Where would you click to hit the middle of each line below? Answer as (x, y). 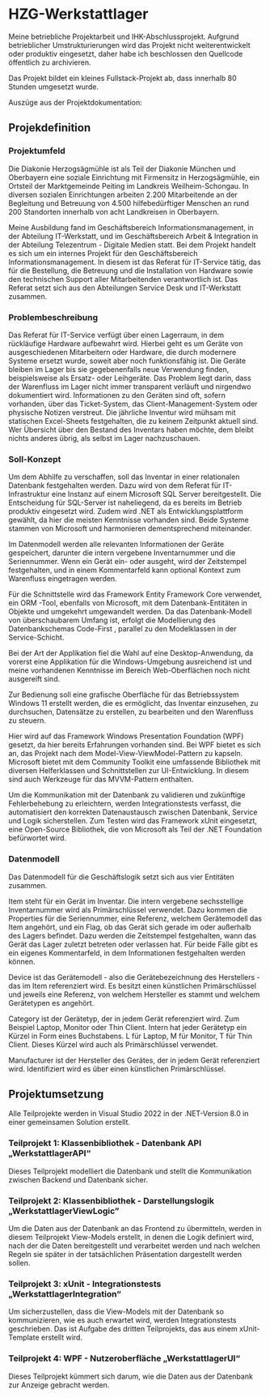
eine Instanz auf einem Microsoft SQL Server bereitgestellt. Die (156, 494)
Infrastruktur (29, 494)
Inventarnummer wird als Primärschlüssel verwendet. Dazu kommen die (128, 909)
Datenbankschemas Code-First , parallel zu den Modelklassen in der (122, 629)
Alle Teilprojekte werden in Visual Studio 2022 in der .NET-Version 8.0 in (129, 1114)
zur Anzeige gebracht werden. (59, 1385)
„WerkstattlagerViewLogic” (64, 1211)
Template (24, 1337)
